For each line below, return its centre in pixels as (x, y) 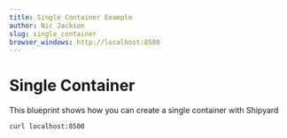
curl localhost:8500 (47, 126)
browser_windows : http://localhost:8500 (85, 42)
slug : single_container (53, 34)
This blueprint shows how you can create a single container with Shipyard (144, 111)
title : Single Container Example (71, 17)
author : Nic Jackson (47, 26)
